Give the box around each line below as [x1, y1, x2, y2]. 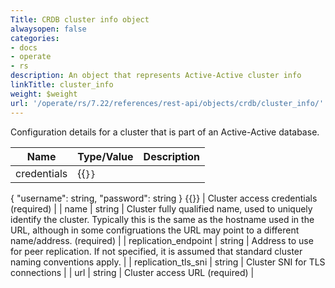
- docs [10, 42, 38, 53]
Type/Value [77, 149, 134, 163]
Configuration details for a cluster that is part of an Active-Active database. [10, 126, 320, 138]
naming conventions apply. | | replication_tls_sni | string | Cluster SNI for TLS [10, 256, 326, 268]
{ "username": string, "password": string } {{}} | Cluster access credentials [10, 192, 318, 204]
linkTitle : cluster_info [10, 80, 114, 90]
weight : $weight [10, 89, 78, 99]
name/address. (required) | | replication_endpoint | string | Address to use [10, 234, 314, 246]
